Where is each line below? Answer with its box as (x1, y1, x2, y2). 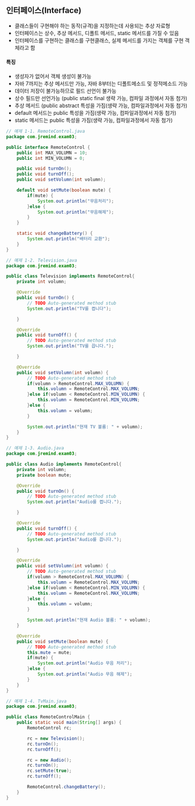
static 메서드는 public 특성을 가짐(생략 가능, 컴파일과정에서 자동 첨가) (14, 116, 173, 124)
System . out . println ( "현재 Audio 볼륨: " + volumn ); (27, 617, 151, 623)
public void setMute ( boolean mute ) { (16, 639, 109, 644)
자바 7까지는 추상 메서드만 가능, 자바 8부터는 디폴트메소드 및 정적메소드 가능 (14, 80, 188, 87)
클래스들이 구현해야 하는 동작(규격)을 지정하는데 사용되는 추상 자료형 (14, 22, 170, 29)
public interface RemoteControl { (6, 144, 91, 150)
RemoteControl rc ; (27, 725, 72, 731)
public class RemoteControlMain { (6, 714, 91, 720)
